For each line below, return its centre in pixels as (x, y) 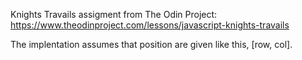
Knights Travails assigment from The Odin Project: (114, 14)
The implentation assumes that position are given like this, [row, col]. (151, 44)
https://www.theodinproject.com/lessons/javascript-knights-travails (150, 25)
